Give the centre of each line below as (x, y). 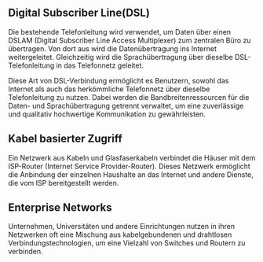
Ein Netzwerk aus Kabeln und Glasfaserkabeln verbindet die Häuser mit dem (132, 157)
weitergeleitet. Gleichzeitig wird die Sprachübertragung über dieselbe (121, 57)
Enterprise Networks (60, 208)
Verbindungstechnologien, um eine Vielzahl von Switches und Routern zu (127, 243)
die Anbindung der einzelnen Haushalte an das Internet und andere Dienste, (131, 174)
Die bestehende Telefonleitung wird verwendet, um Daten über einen (120, 31)
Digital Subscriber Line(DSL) (79, 13)
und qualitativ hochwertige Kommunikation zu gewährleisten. (107, 114)
